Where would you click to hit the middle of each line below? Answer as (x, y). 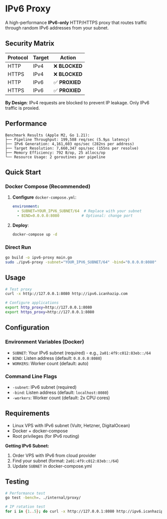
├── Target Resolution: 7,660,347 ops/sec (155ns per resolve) (72, 148)
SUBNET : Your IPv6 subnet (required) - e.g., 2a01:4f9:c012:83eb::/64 (82, 353)
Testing (17, 482)
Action (68, 57)
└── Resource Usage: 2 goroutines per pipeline (55, 157)
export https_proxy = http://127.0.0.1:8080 (50, 312)
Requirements (27, 413)
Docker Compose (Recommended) (48, 186)
